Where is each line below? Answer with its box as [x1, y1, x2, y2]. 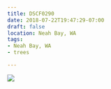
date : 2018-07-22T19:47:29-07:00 [7, 17, 105, 24]
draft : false [7, 23, 45, 30]
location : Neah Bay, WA [7, 29, 77, 37]
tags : [7, 36, 23, 43]
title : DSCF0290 [7, 10, 54, 17]
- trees [7, 49, 30, 56]
